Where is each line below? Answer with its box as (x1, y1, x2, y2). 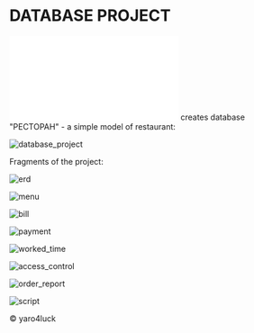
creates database (179, 112, 246, 122)
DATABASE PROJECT (9, 5, 171, 26)
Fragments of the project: (9, 156, 104, 166)
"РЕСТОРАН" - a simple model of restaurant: (9, 121, 176, 131)
